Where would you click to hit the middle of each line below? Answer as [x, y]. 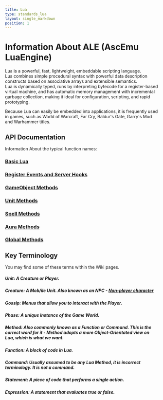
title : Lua [16, 9]
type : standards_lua [26, 14]
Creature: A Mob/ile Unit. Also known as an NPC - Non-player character [80, 291]
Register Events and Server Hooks [46, 174]
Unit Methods [21, 200]
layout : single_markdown [30, 18]
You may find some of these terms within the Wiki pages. [62, 267]
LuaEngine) [28, 58]
